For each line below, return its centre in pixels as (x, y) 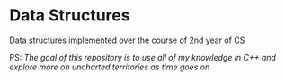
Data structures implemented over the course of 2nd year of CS (127, 40)
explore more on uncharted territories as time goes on (110, 67)
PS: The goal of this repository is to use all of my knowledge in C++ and (143, 57)
